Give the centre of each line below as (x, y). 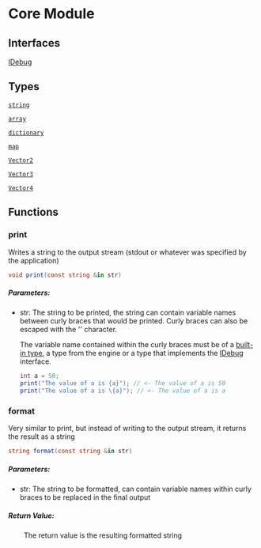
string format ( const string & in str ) (70, 452)
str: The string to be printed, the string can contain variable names (128, 312)
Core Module (51, 14)
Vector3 (21, 174)
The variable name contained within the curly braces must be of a (127, 345)
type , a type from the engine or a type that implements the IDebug (135, 353)
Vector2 (21, 160)
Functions (34, 212)
